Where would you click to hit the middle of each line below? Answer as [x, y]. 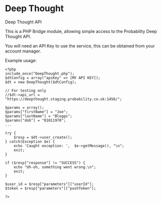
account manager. [23, 51]
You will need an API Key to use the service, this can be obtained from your [80, 46]
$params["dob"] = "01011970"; [36, 120]
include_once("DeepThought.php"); [40, 73]
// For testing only [26, 90]
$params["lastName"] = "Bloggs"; [39, 116]
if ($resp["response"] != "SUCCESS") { [45, 163]
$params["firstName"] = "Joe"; [37, 112]
